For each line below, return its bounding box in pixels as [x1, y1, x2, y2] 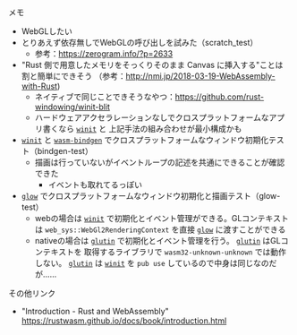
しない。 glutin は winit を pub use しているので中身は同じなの [34, 258, 269, 268]
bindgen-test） [37, 146, 93, 156]
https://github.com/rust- [174, 91, 265, 102]
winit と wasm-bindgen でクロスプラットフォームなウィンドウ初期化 [21, 134, 269, 145]
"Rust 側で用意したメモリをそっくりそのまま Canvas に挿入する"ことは [21, 60, 284, 70]
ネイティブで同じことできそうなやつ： [34, 91, 176, 102]
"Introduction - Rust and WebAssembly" [21, 306, 169, 316]
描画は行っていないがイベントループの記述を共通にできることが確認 [34, 157, 285, 167]
